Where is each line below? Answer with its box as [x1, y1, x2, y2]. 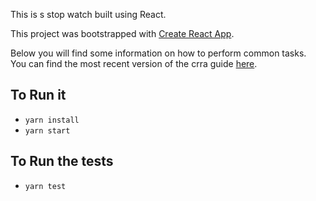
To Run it [10, 87, 67, 104]
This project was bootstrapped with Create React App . [10, 28, 235, 39]
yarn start [24, 125, 71, 136]
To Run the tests [10, 153, 114, 170]
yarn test [24, 181, 67, 191]
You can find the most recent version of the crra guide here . [10, 58, 258, 69]
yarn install [24, 115, 80, 125]
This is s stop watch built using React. [10, 9, 167, 20]
